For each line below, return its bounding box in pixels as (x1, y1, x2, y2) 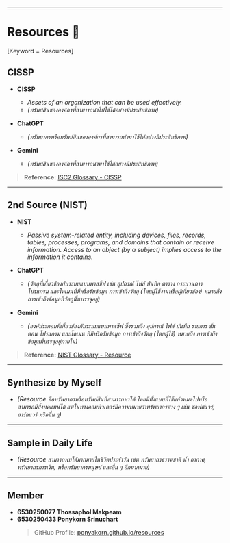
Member (7, 490, 44, 501)
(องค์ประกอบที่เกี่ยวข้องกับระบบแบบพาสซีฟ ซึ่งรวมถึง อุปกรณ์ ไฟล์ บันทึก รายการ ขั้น (27, 321, 216, 329)
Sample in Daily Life (7, 437, 93, 449)
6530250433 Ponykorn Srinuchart (16, 515, 118, 523)
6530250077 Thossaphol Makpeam (16, 508, 122, 516)
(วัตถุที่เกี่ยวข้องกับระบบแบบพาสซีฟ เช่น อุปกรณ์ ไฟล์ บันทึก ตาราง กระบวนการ (27, 279, 203, 288)
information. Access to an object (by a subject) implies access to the (27, 245, 222, 253)
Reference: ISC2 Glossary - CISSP (23, 173, 122, 181)
